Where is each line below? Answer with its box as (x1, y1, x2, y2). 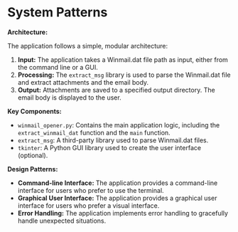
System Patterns (7, 4, 108, 21)
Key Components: (7, 107, 62, 115)
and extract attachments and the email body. (17, 78, 149, 86)
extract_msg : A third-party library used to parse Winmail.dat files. (17, 136, 209, 144)
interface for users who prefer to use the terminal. (17, 186, 165, 194)
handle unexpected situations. (17, 216, 107, 225)
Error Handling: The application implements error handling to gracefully (17, 209, 229, 217)
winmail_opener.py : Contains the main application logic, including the (17, 120, 220, 129)
